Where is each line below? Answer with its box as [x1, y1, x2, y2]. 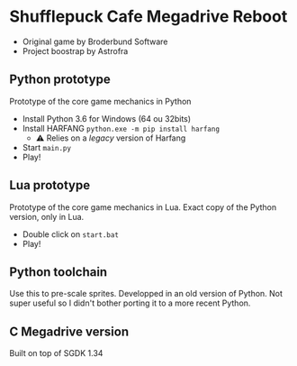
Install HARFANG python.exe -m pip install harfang [22, 123, 220, 133]
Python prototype [9, 72, 111, 87]
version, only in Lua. [9, 211, 85, 222]
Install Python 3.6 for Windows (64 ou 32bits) [22, 113, 192, 124]
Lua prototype [9, 178, 91, 193]
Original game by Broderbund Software [22, 36, 168, 47]
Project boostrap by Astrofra [22, 45, 129, 56]
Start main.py [22, 142, 72, 152]
